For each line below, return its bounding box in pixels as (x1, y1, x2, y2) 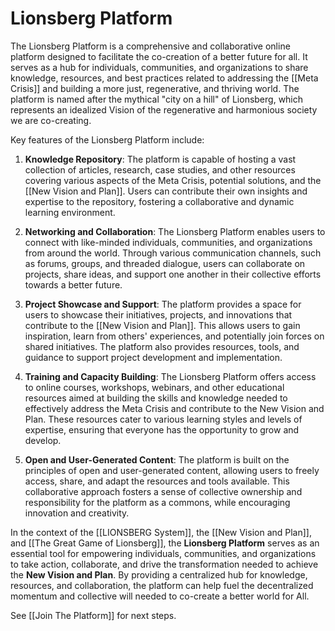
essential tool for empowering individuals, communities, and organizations (10, 547, 317, 559)
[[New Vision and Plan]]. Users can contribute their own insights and (24, 185, 308, 197)
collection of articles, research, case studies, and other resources (24, 163, 296, 176)
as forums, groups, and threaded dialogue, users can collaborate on (24, 257, 306, 269)
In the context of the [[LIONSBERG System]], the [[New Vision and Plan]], (10, 526, 312, 538)
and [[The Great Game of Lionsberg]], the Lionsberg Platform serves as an (10, 537, 320, 549)
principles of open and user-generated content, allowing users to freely (24, 464, 320, 476)
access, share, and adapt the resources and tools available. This (24, 475, 290, 487)
